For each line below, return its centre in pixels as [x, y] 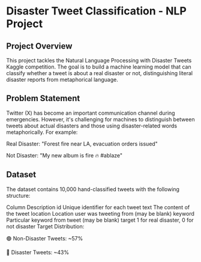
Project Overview [39, 46]
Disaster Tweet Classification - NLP [97, 11]
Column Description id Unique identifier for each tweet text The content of [98, 207]
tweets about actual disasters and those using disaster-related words [92, 126]
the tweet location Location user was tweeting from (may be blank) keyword [100, 213]
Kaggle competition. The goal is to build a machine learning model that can [99, 67]
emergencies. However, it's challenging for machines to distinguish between [100, 119]
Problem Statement [43, 98]
